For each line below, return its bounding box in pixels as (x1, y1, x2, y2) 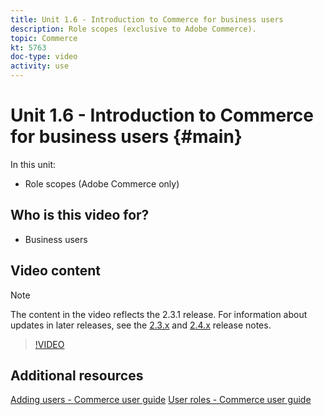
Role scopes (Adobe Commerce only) (24, 177, 180, 190)
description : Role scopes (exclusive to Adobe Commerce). (10, 24, 257, 34)
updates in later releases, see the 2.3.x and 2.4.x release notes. (10, 319, 272, 331)
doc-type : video (10, 52, 78, 62)
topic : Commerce (10, 33, 78, 43)
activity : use (10, 61, 70, 71)
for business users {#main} (10, 126, 243, 148)
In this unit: (10, 158, 57, 170)
